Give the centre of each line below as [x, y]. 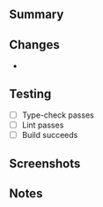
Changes [34, 45]
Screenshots [45, 163]
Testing [30, 93]
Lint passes [43, 125]
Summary [37, 15]
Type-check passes [58, 115]
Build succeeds [50, 135]
